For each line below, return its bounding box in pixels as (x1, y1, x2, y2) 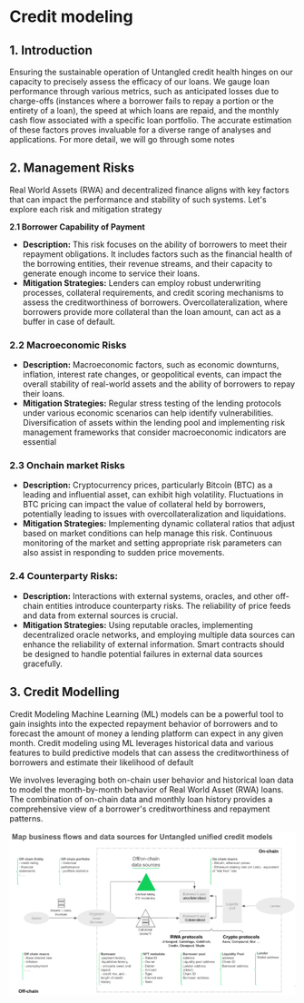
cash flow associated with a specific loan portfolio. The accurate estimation (9, 115, 292, 125)
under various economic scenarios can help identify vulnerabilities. (22, 408, 274, 418)
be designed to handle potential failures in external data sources (22, 648, 263, 659)
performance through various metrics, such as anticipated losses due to (9, 86, 279, 96)
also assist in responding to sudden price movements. (22, 547, 225, 558)
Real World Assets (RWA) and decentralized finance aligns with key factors (9, 184, 289, 195)
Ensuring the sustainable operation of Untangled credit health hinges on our (9, 66, 293, 77)
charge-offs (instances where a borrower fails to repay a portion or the (9, 95, 274, 106)
